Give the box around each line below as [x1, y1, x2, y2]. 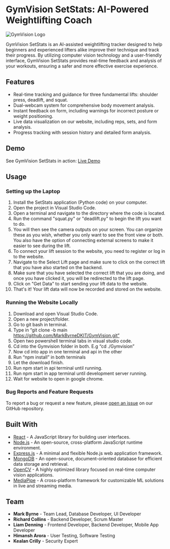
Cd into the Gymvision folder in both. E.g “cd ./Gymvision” [13, 343, 134, 349]
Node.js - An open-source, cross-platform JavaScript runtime [13, 439, 143, 445]
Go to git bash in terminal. [13, 321, 68, 327]
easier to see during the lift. [13, 243, 71, 249]
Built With [6, 420, 38, 429]
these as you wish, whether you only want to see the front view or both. [13, 232, 164, 238]
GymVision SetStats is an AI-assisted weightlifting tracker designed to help [6, 41, 162, 47]
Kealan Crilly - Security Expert [13, 538, 78, 544]
